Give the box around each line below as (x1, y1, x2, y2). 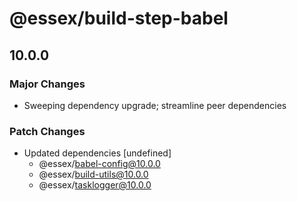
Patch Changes (9, 124, 86, 138)
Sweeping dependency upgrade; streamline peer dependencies (23, 99, 287, 111)
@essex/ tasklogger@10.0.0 (38, 179, 152, 191)
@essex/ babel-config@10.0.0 (38, 158, 161, 170)
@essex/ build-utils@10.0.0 (38, 168, 149, 181)
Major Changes (9, 77, 86, 91)
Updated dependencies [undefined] (23, 147, 172, 159)
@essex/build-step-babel (9, 7, 229, 30)
